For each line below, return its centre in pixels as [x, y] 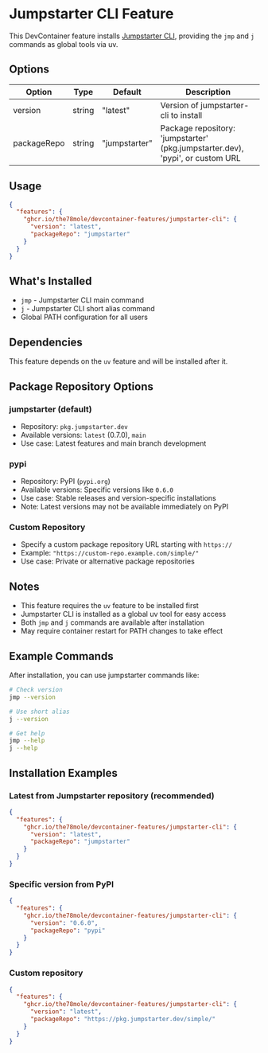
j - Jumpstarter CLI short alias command [87, 309]
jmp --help [27, 741]
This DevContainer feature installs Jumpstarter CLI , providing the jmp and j [132, 36]
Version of [180, 105]
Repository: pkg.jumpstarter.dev [74, 426]
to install [186, 115]
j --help [23, 748]
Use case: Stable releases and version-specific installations [118, 498]
